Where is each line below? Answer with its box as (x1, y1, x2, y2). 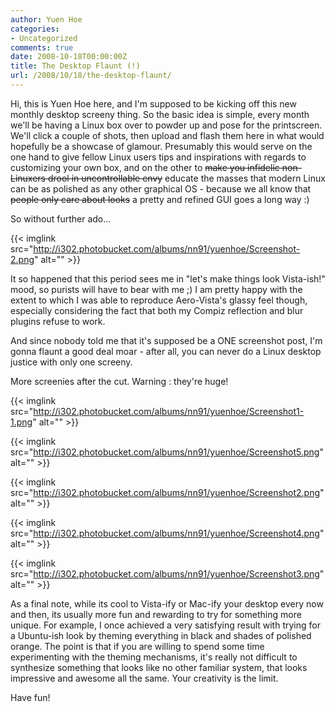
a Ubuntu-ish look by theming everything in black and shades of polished (10, 629, 312, 641)
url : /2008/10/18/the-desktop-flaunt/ (10, 71, 172, 81)
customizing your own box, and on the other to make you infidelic (10, 161, 280, 173)
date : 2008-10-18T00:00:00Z (10, 52, 128, 62)
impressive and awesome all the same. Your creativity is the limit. (10, 672, 279, 684)
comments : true (10, 42, 74, 53)
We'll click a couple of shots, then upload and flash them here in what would (10, 129, 325, 141)
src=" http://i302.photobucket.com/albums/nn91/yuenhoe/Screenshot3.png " (10, 567, 325, 580)
